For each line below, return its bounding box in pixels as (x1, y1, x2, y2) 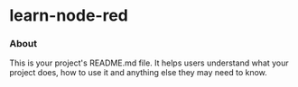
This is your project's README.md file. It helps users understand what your (9, 57, 289, 68)
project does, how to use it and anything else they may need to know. (9, 67, 268, 78)
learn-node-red (9, 5, 129, 26)
